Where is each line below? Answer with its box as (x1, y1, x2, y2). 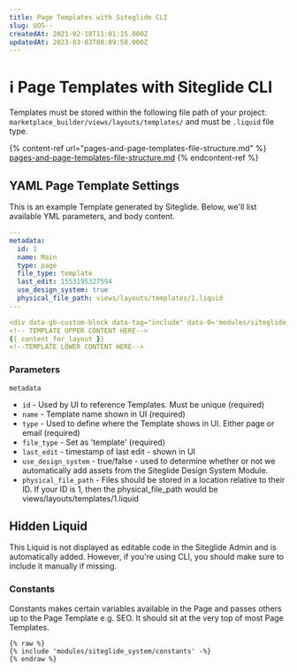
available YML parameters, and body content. (9, 211, 175, 221)
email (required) (21, 427, 81, 438)
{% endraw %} (9, 654, 57, 663)
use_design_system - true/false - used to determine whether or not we (21, 455, 276, 466)
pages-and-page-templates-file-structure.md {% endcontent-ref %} (9, 152, 259, 164)
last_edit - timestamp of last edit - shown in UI (21, 446, 196, 456)
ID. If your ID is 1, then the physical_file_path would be (21, 484, 218, 494)
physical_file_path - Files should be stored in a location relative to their (21, 474, 286, 485)
